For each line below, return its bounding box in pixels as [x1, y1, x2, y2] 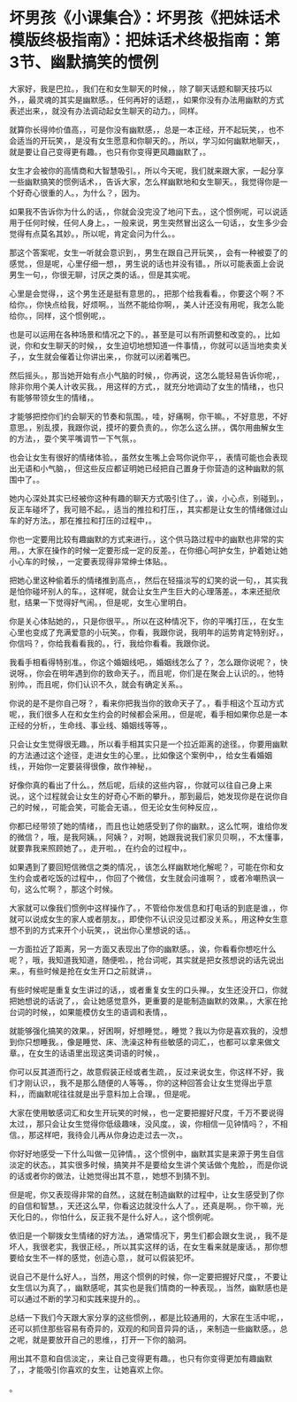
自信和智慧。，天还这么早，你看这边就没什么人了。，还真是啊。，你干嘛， [16, 1200, 277, 1211]
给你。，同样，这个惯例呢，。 [9, 310, 110, 321]
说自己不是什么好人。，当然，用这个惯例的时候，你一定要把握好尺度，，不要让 [9, 1271, 288, 1282]
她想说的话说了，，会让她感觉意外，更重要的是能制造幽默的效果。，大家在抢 [16, 995, 288, 1006]
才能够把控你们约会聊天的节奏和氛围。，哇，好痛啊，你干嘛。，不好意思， [9, 411, 272, 422]
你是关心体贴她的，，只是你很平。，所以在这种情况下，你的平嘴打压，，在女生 [9, 616, 285, 626]
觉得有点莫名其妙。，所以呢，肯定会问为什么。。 [9, 228, 179, 239]
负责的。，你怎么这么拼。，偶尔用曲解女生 [136, 422, 285, 432]
